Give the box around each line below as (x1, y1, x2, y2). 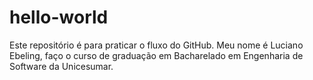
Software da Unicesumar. (9, 60, 114, 72)
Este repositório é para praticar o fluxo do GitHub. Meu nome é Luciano (9, 39, 304, 51)
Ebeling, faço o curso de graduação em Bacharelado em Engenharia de (9, 49, 304, 61)
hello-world (9, 6, 109, 29)
